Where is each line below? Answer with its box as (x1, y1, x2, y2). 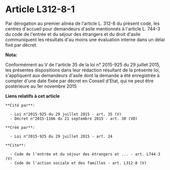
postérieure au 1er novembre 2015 (5, 83, 77, 89)
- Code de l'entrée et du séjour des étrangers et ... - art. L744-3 (10, 151, 160, 157)
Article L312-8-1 (5, 4, 75, 15)
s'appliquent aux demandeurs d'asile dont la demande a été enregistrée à (5, 72, 160, 78)
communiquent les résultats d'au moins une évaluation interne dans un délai (5, 37, 165, 43)
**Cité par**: (5, 103, 36, 108)
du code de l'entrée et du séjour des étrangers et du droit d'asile (5, 31, 141, 37)
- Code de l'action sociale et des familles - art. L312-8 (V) (10, 160, 147, 165)
